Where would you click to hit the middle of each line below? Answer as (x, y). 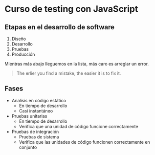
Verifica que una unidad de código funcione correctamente (78, 126)
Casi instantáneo (36, 111)
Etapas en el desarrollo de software (59, 27)
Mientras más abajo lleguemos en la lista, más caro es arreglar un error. (77, 64)
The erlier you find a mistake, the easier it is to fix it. (69, 73)
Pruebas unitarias (29, 116)
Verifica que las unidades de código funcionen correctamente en (84, 142)
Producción (23, 54)
